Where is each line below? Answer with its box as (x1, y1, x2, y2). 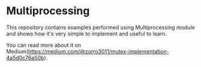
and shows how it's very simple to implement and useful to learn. (6, 30, 167, 37)
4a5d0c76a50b (6, 54, 44, 61)
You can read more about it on (6, 42, 81, 49)
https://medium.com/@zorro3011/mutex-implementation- (28, 47, 169, 55)
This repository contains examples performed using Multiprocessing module (6, 24, 195, 31)
